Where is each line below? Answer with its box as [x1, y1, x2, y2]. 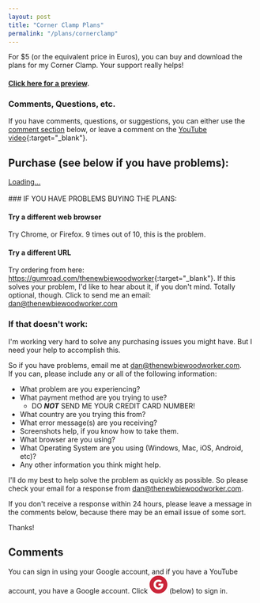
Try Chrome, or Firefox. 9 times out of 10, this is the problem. [8, 229, 206, 239]
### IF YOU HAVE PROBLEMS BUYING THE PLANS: [8, 194, 178, 203]
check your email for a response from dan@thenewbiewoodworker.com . [8, 484, 243, 493]
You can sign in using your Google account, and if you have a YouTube [8, 567, 239, 576]
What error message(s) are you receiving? [19, 418, 158, 427]
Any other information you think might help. [19, 460, 161, 469]
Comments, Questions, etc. [8, 98, 116, 109]
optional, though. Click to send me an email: [8, 290, 152, 300]
